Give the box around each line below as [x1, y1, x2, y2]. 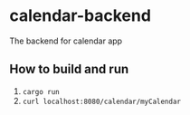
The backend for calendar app [9, 35, 123, 46]
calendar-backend [9, 5, 152, 26]
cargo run [22, 87, 61, 96]
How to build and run [9, 62, 129, 77]
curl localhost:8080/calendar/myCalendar [22, 97, 181, 106]
